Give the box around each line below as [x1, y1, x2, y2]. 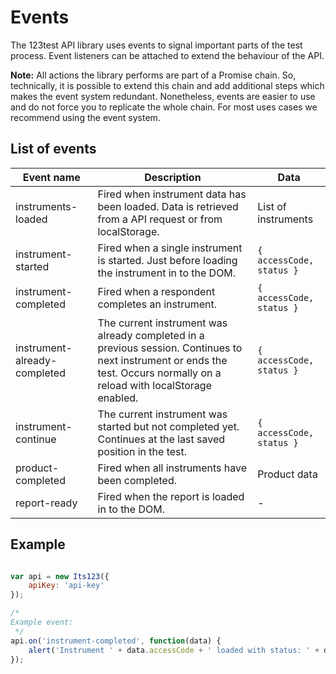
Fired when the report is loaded [97, 489, 245, 503]
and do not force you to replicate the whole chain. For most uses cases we [10, 101, 318, 113]
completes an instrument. [97, 297, 217, 311]
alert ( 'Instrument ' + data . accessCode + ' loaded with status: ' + [28, 645, 320, 655]
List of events [10, 141, 97, 158]
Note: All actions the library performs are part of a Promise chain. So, [10, 69, 297, 81]
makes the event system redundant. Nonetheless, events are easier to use [10, 90, 316, 102]
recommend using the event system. [10, 111, 161, 123]
